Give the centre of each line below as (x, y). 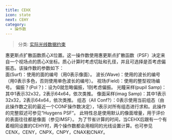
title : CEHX (18, 10)
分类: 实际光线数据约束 (42, 45)
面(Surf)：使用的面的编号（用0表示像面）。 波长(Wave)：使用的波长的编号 (83, 74)
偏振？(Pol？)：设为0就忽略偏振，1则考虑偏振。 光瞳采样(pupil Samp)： (91, 87)
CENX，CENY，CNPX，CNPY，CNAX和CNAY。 (56, 132)
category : (16, 24)
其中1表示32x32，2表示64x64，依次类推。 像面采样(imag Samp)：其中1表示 (86, 94)
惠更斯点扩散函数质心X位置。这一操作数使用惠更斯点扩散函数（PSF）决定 (83, 55)
